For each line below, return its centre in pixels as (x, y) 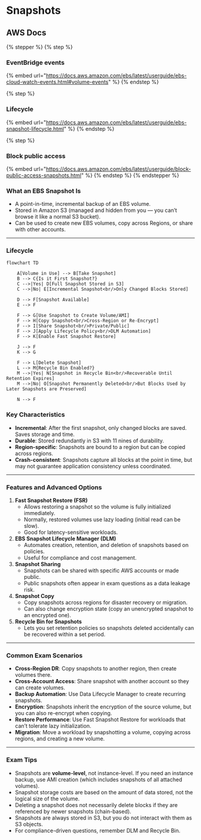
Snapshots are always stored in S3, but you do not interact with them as (103, 818)
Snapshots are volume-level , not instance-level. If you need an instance (104, 773)
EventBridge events (35, 62)
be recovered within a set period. (65, 635)
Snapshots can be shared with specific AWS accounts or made (101, 570)
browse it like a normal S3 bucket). (57, 217)
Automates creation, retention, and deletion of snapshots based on (106, 545)
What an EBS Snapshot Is (44, 191)
